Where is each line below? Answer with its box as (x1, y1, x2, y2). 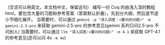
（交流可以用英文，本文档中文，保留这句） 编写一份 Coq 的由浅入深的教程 (5, 4, 156, 10)
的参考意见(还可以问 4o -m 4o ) (5, 35, 66, 41)
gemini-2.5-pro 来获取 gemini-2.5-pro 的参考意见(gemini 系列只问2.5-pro (5, 22, 154, 28)
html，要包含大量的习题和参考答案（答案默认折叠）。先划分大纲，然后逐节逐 (5, 10, 159, 16)
